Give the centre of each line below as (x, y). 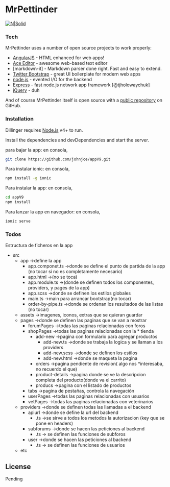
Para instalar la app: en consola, (39, 188)
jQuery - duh (26, 90)
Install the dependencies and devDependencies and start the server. (77, 140)
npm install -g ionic (28, 178)
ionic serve (18, 221)
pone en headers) (54, 423)
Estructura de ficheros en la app (39, 246)
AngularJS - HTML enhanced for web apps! (58, 58)
